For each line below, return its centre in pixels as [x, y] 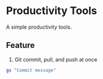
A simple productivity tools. [39, 27]
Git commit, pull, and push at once [56, 59]
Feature [20, 45]
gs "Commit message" [31, 70]
